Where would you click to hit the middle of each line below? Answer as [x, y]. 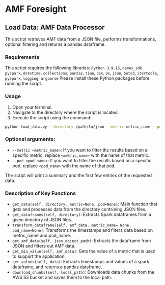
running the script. [24, 84]
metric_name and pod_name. [41, 236]
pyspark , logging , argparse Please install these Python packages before [77, 78]
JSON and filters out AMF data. [44, 246]
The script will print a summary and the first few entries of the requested [79, 175]
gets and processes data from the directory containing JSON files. [79, 209]
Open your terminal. [32, 107]
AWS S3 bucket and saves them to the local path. [62, 278]
